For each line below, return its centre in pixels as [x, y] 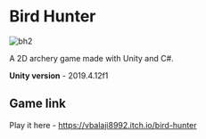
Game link [38, 104]
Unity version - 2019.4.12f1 [59, 75]
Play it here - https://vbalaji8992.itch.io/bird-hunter [103, 125]
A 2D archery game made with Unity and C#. [91, 58]
